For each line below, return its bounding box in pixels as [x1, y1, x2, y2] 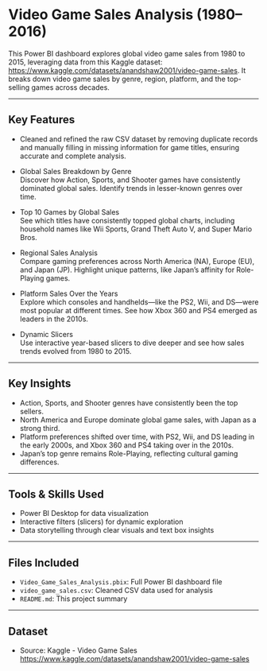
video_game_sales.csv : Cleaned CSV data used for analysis [19, 586, 213, 595]
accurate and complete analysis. [19, 151, 127, 161]
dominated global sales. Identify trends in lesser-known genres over [19, 183, 243, 192]
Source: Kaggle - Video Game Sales [19, 646, 137, 655]
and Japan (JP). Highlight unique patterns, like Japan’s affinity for [19, 265, 235, 274]
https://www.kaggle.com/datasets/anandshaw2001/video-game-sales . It [8, 65, 246, 75]
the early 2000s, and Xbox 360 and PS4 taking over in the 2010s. [19, 440, 234, 450]
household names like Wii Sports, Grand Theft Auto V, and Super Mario [19, 224, 253, 234]
